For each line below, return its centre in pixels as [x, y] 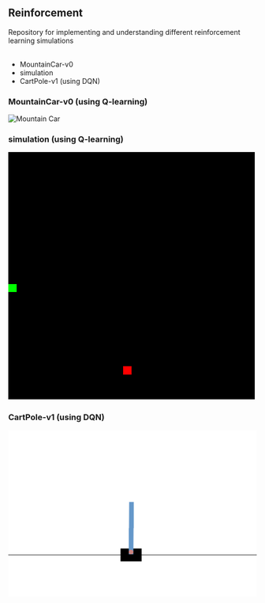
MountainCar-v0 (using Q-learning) [78, 101]
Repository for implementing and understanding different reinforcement [124, 32]
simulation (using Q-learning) [66, 139]
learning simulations [41, 40]
